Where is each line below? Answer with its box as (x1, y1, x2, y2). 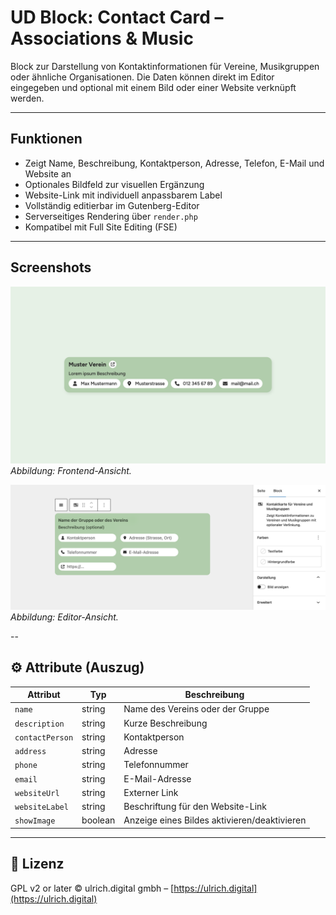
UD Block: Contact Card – (10, 6, 224, 29)
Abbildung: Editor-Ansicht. (10, 611, 119, 623)
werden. (10, 92, 45, 104)
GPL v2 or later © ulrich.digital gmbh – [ (10, 882, 175, 894)
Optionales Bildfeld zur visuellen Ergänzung (24, 178, 205, 190)
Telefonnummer (123, 759, 189, 771)
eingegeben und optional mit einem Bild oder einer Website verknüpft (10, 81, 297, 93)
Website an (24, 167, 72, 180)
